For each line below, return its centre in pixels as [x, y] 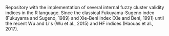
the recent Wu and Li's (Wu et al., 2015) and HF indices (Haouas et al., [79, 23]
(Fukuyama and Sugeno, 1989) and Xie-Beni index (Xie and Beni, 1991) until [85, 18]
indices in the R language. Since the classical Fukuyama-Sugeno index [80, 13]
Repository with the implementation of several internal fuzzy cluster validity [85, 7]
